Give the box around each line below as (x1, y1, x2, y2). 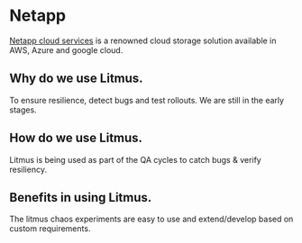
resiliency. (9, 164, 48, 175)
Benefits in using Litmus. (9, 190, 152, 205)
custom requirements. (9, 223, 91, 234)
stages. (9, 104, 38, 115)
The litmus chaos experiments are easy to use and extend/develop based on (9, 213, 294, 225)
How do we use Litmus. (9, 130, 142, 146)
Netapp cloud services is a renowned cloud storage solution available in (9, 35, 277, 46)
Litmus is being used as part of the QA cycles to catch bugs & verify (9, 154, 261, 165)
